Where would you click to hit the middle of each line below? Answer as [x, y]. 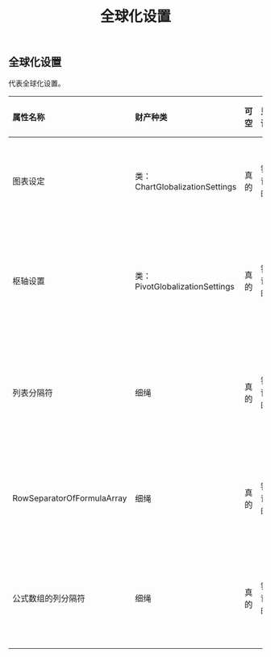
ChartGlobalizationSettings [186, 186]
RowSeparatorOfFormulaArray [70, 498]
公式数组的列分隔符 [49, 598]
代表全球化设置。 [37, 83]
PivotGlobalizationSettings [185, 286]
